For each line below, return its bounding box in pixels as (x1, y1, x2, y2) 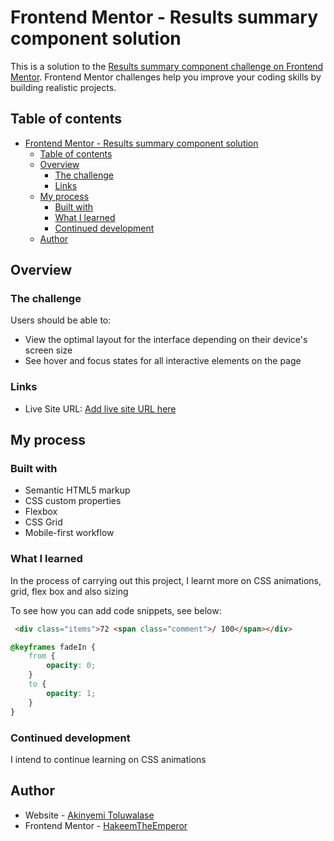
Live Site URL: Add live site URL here (24, 402, 177, 415)
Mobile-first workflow (24, 527, 115, 539)
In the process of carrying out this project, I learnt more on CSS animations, (10, 574, 322, 586)
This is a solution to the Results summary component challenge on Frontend (10, 60, 324, 72)
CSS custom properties (24, 495, 122, 507)
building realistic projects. (10, 81, 117, 93)
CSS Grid (24, 516, 63, 528)
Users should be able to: (10, 314, 112, 326)
